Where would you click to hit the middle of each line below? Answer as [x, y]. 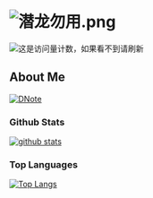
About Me [37, 77]
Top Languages [44, 164]
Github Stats [37, 122]
